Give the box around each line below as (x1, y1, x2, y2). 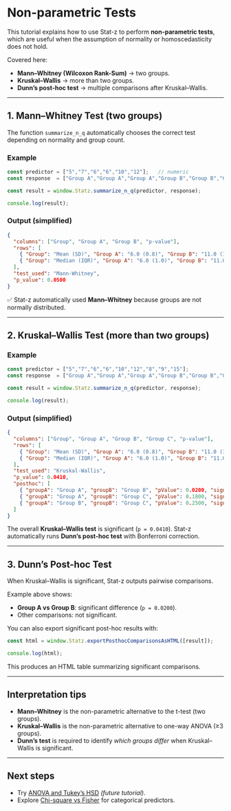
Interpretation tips (7, 689, 87, 701)
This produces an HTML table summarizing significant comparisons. (7, 663, 201, 671)
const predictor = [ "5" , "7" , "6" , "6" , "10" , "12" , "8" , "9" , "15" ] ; (7, 366, 189, 373)
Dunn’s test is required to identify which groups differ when (16, 736, 187, 745)
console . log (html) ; (7, 650, 63, 657)
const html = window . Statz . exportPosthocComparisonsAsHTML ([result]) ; (7, 637, 214, 645)
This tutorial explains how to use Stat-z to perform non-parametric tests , (7, 28, 215, 36)
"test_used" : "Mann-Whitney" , (13, 270, 100, 277)
